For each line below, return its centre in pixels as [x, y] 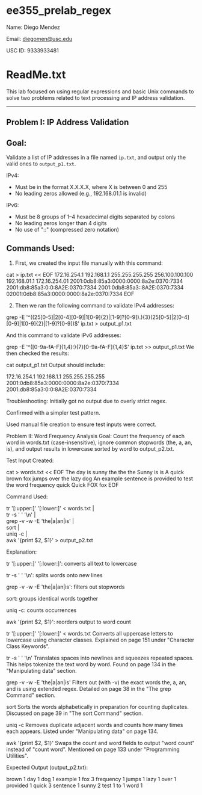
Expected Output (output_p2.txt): [47, 767]
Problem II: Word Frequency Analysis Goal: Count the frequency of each [96, 436]
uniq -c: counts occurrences [41, 610]
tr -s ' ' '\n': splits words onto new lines [55, 575]
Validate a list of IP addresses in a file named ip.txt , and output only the [96, 158]
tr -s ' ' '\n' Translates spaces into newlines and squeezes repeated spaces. [100, 658]
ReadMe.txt [36, 75]
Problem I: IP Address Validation [68, 122]
